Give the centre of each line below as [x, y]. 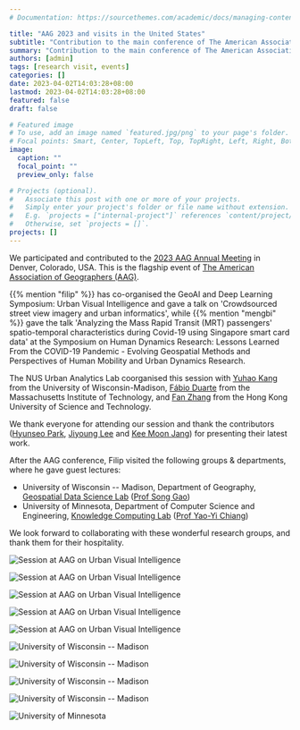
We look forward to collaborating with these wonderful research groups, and [150, 532]
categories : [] [37, 76]
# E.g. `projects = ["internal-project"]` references [115, 216]
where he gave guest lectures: [65, 470]
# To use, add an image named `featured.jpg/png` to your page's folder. [150, 133]
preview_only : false [55, 174]
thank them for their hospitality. [67, 542]
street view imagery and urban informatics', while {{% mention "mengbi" [143, 313]
